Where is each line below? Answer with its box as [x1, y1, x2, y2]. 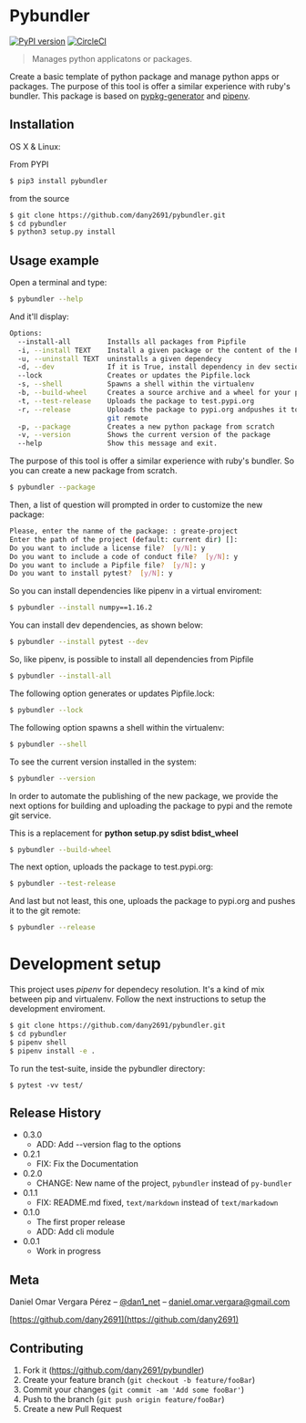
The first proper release [36, 1217, 126, 1228]
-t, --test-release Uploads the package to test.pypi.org [17, 396, 255, 406]
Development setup [9, 954, 162, 974]
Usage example [9, 253, 100, 268]
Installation [9, 117, 75, 132]
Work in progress [36, 1246, 102, 1257]
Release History [9, 1106, 102, 1121]
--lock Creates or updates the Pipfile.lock [17, 371, 250, 380]
